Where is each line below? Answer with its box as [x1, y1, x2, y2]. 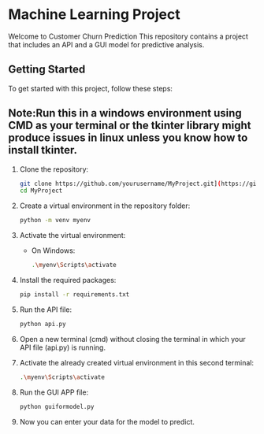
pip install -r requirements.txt [19, 291, 130, 299]
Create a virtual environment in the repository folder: [19, 201, 191, 210]
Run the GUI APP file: [19, 388, 89, 397]
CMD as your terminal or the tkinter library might [8, 119, 251, 132]
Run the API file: [19, 305, 73, 314]
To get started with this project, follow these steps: [8, 83, 173, 93]
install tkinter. [8, 143, 77, 157]
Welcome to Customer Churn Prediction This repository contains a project [8, 32, 248, 41]
